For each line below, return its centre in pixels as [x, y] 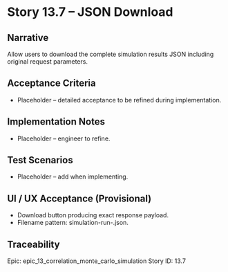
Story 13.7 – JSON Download [90, 12]
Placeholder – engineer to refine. [64, 138]
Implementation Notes [56, 122]
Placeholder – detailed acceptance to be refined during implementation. [119, 100]
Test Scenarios [40, 160]
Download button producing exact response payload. [93, 215]
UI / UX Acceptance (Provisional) [79, 198]
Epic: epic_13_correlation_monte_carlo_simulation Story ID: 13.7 [97, 261]
